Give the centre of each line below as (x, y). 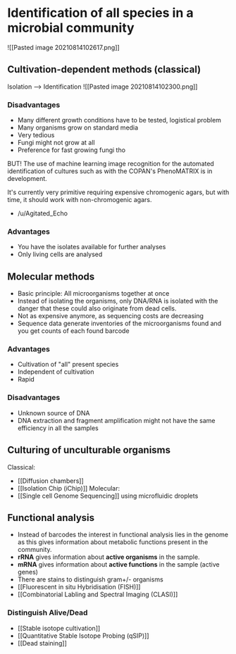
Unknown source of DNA (54, 413)
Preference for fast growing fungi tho (71, 150)
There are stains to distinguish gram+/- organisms (90, 579)
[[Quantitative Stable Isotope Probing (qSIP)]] (83, 636)
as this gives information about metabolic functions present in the (113, 542)
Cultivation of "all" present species (68, 365)
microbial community (71, 28)
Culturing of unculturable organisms (89, 450)
